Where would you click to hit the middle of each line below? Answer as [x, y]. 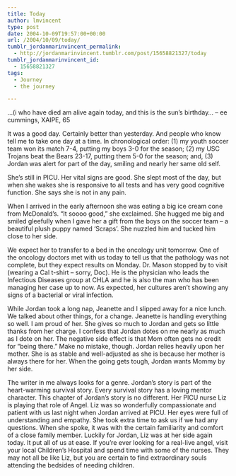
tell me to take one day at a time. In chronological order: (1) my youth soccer [118, 141]
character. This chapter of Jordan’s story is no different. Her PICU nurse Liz [117, 397]
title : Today [26, 14]
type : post [23, 27]
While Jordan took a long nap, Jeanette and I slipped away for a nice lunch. [117, 309]
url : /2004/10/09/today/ [44, 40]
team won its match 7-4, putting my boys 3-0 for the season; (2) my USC [114, 149]
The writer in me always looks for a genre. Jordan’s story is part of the [110, 383]
